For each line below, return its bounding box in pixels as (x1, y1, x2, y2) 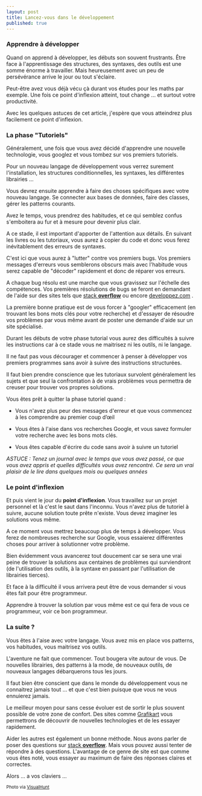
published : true (6, 20, 47, 26)
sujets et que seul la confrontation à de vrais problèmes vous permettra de (6, 377, 192, 384)
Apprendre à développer (6, 40, 80, 48)
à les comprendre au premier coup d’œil (14, 413, 115, 421)
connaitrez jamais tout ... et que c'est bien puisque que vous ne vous (6, 685, 177, 693)
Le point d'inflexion (6, 483, 65, 491)
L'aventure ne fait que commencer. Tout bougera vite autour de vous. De (6, 655, 187, 662)
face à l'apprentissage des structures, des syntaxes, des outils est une (6, 60, 182, 67)
